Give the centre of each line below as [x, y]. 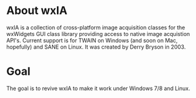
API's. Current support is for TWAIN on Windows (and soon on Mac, [92, 40]
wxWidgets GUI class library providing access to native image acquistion [98, 33]
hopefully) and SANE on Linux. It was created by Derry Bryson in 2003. [96, 47]
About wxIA [37, 11]
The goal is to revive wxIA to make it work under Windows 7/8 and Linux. [98, 88]
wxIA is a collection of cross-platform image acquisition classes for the [96, 27]
